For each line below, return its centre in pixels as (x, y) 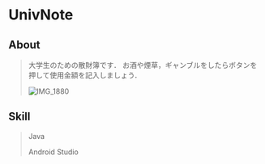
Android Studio (53, 152)
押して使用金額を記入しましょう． (85, 75)
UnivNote (41, 15)
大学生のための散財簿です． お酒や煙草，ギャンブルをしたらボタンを (143, 65)
